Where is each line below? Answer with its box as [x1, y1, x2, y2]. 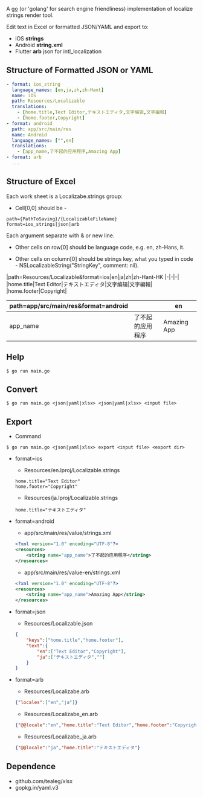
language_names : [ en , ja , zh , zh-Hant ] [11, 87, 104, 93]
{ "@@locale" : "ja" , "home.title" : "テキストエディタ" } [14, 745, 141, 751]
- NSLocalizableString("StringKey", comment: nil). [14, 261, 139, 269]
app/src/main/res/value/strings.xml [24, 530, 112, 537]
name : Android [11, 132, 47, 138]
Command [14, 433, 41, 440]
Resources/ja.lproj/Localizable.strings [24, 495, 118, 502]
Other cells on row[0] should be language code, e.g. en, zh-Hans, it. [14, 243, 185, 251]
